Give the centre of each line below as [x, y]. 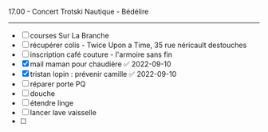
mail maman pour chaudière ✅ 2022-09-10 [100, 64]
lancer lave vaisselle [63, 112]
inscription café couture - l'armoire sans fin [101, 54]
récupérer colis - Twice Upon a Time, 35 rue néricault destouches [138, 45]
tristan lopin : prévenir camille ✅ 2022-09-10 [103, 74]
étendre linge [52, 103]
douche [43, 94]
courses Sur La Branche [69, 36]
